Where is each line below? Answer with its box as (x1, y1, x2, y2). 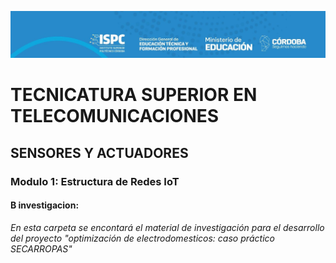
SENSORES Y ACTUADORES (10, 144, 189, 161)
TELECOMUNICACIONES (10, 105, 220, 128)
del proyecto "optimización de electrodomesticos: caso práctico (10, 232, 276, 244)
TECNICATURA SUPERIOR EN (10, 84, 258, 106)
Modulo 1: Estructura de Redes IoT (10, 174, 180, 188)
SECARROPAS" (10, 243, 73, 255)
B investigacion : (10, 199, 80, 211)
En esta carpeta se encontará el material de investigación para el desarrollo (10, 222, 325, 233)
